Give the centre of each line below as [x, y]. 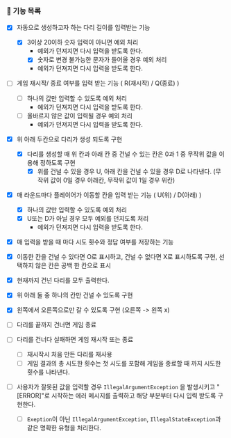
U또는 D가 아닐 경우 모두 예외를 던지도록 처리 [88, 218]
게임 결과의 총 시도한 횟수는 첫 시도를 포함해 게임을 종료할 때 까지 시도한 [124, 363]
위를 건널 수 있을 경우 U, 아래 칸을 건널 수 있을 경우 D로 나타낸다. [125, 171]
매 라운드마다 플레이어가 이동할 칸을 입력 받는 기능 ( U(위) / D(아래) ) [109, 195]
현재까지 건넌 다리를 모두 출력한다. [63, 281]
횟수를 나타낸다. [48, 372]
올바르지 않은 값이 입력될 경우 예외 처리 [80, 116]
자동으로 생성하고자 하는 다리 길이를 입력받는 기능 [83, 28]
